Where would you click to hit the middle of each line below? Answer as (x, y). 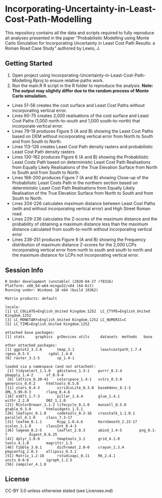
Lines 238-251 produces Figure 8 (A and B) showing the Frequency (79, 240)
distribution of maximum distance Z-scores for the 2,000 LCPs (74, 244)
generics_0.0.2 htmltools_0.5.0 (42, 383)
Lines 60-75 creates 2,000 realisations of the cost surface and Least (80, 116)
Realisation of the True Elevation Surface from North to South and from (83, 193)
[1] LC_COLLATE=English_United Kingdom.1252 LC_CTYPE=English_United (78, 311)
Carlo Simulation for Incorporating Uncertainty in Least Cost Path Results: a (80, 43)
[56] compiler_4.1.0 (26, 464)
